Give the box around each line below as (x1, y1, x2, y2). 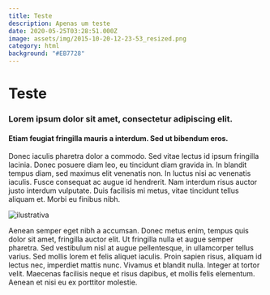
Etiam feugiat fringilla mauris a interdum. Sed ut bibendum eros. (8, 133, 229, 143)
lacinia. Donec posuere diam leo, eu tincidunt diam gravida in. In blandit (8, 160, 247, 170)
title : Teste (8, 11, 53, 20)
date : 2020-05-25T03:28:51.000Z (8, 27, 118, 35)
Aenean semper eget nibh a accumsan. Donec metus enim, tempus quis (8, 226, 250, 236)
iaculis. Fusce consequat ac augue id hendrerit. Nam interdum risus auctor (8, 177, 258, 187)
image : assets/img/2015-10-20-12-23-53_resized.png (8, 34, 186, 43)
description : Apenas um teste (8, 19, 111, 28)
